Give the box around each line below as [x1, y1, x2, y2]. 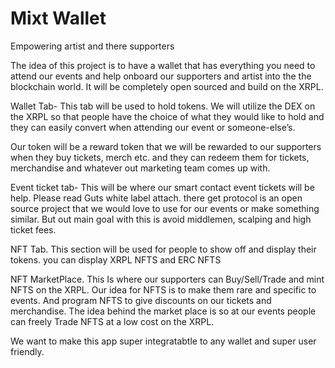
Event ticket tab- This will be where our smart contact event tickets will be [10, 181, 315, 193]
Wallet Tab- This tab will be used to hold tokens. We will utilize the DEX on [10, 100, 316, 112]
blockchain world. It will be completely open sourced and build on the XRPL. [10, 80, 324, 92]
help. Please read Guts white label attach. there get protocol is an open [10, 192, 303, 204]
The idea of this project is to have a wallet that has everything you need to [10, 59, 316, 71]
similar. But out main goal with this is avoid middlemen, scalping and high [10, 213, 312, 225]
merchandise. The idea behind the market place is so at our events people [10, 305, 317, 317]
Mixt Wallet [10, 7, 107, 30]
